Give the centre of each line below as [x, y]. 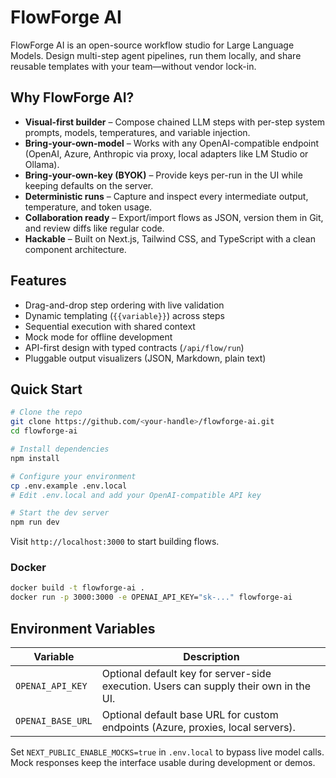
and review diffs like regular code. [94, 228]
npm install [35, 458]
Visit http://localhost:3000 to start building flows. [115, 542]
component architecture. [75, 249]
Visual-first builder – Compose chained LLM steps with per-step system [175, 122]
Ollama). [42, 164]
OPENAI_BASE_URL [54, 720]
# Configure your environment [73, 476]
